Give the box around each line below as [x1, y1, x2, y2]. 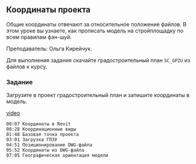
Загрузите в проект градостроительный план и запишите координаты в [6, 92, 190, 99]
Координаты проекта [6, 5, 91, 15]
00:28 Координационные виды [6, 126, 77, 132]
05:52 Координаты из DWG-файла [6, 147, 85, 153]
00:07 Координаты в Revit [6, 121, 71, 127]
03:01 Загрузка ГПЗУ [6, 137, 58, 143]
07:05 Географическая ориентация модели [6, 153, 109, 159]
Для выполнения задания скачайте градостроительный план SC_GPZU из [6, 56, 191, 63]
